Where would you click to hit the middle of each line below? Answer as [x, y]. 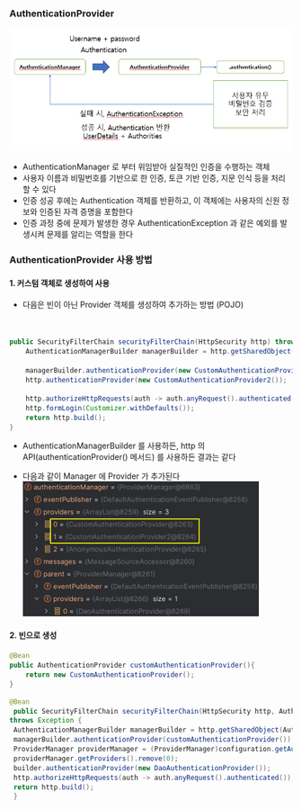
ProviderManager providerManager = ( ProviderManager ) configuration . [144, 750]
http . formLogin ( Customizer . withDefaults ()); [110, 409]
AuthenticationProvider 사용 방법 [81, 260]
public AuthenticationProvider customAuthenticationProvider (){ [132, 665]
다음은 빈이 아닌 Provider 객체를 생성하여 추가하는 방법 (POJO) [133, 305]
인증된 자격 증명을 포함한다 [86, 212]
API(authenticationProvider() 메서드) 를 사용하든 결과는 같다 [129, 456]
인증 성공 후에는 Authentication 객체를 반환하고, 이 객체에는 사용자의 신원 [151, 201]
